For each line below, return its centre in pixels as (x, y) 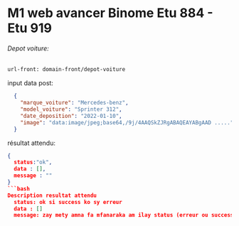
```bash (19, 189)
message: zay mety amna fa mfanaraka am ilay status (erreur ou (111, 215)
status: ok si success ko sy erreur (68, 202)
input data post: (30, 83)
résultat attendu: (31, 143)
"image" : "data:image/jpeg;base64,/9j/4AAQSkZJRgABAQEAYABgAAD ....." (127, 122)
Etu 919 (30, 28)
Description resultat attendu (52, 195)
